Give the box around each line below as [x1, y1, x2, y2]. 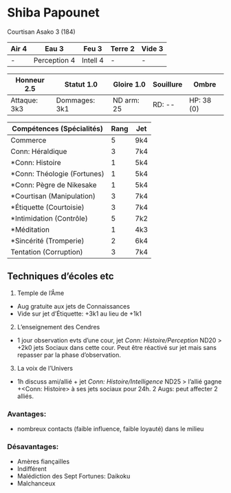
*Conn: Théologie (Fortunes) [10, 168, 104, 178]
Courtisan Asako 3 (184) [7, 28, 76, 36]
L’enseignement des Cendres [16, 322, 100, 331]
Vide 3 [141, 43, 164, 53]
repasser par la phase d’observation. [16, 351, 122, 359]
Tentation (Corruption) [10, 247, 84, 256]
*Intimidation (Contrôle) [10, 213, 88, 223]
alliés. [16, 392, 34, 400]
